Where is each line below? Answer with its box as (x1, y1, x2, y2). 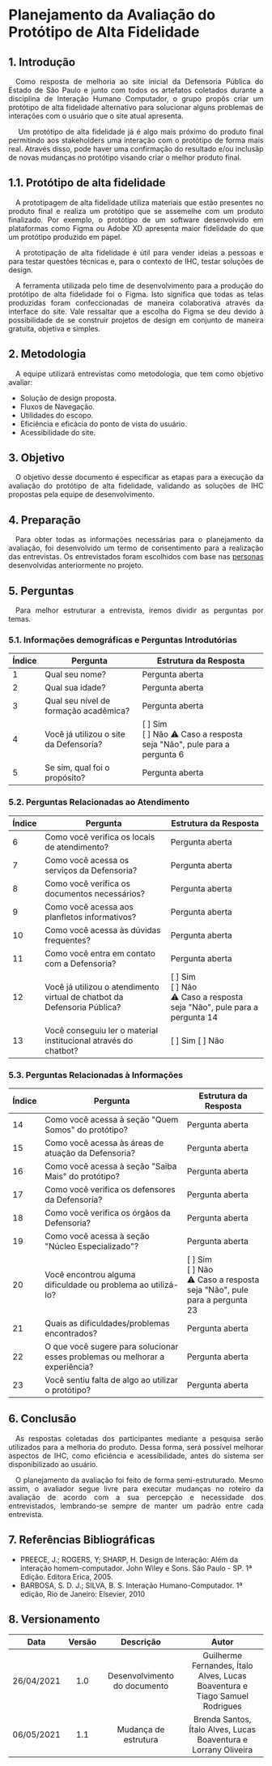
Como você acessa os (44, 854, 130, 866)
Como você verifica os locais (44, 831, 155, 842)
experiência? (44, 1361, 94, 1372)
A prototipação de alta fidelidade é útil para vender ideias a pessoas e (15, 247, 264, 257)
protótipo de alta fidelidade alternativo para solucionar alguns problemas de (8, 103, 264, 112)
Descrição (121, 1636, 162, 1648)
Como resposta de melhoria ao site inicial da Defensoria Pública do (15, 77, 264, 86)
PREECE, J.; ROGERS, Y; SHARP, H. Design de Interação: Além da (19, 1554, 239, 1564)
